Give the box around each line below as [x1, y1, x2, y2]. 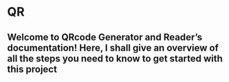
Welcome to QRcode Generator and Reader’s [7, 31, 203, 43]
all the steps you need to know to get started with [7, 53, 223, 64]
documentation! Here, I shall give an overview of [7, 42, 219, 53]
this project [7, 63, 57, 75]
